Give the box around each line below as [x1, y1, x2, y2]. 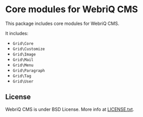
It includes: [5, 30, 28, 36]
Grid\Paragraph [12, 68, 45, 73]
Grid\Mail [12, 57, 34, 62]
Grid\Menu [12, 63, 34, 68]
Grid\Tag [12, 73, 32, 78]
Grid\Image [12, 52, 36, 57]
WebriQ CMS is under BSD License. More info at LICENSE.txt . [5, 106, 134, 112]
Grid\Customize [12, 46, 45, 51]
